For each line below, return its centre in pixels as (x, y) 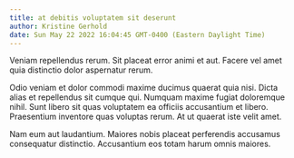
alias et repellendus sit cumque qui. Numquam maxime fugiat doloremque (147, 97)
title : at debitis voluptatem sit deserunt (93, 18)
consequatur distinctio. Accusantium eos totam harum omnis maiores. (140, 144)
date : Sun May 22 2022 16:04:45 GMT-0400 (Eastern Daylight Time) (137, 35)
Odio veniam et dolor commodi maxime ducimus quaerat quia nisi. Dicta (144, 88)
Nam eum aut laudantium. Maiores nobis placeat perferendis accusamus (145, 134)
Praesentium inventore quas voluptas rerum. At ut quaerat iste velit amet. (146, 117)
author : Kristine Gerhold (58, 26)
